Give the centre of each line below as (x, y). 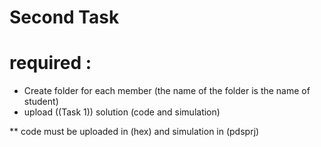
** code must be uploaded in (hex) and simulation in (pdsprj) (134, 132)
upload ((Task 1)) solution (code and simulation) (122, 112)
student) (41, 102)
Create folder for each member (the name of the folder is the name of (167, 91)
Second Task (64, 17)
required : (50, 63)
